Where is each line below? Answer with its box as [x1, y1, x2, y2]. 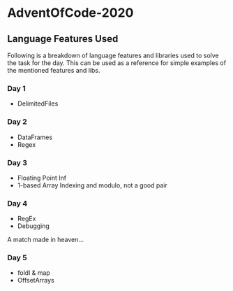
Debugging [17, 222, 50, 230]
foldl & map [17, 269, 50, 277]
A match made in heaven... [7, 236, 84, 244]
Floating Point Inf [17, 173, 67, 182]
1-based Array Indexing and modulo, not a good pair [17, 180, 167, 190]
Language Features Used [7, 33, 119, 45]
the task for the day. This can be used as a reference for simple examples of [7, 59, 227, 67]
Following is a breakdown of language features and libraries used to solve [7, 51, 220, 59]
